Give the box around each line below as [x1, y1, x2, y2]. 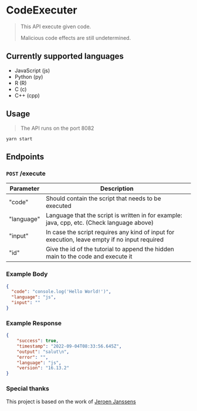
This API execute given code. [20, 23, 91, 30]
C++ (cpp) [14, 92, 40, 99]
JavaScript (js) [14, 67, 50, 74]
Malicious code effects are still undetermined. [20, 34, 131, 41]
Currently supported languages [6, 51, 124, 62]
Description [100, 184, 134, 193]
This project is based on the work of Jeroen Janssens [6, 397, 136, 405]
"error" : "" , [16, 354, 49, 360]
